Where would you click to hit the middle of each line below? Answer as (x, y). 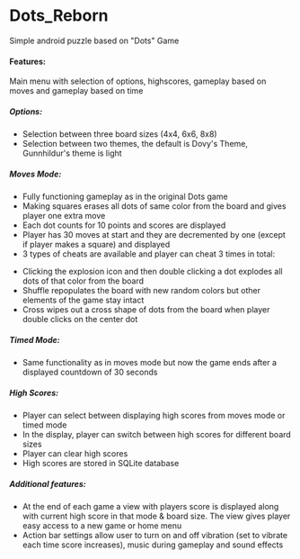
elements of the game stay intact (83, 300)
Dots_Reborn (59, 16)
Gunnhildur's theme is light (72, 153)
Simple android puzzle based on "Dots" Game (94, 41)
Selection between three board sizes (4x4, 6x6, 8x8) (119, 134)
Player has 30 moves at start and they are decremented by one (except (154, 235)
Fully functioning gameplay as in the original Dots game (125, 197)
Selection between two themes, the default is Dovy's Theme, (135, 144)
